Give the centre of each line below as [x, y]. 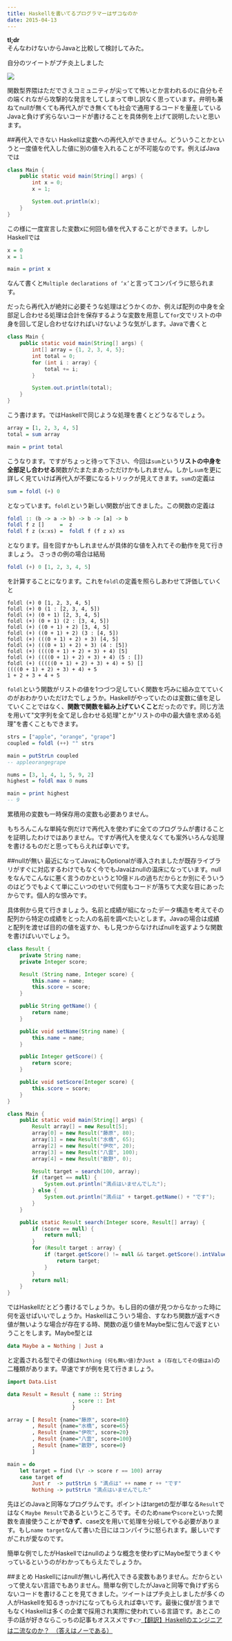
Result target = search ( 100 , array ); [86, 1171]
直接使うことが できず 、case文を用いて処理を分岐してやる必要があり [116, 1521]
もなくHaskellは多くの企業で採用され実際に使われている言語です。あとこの [114, 1611]
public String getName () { [58, 1006]
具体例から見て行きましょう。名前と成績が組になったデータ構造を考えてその [116, 910]
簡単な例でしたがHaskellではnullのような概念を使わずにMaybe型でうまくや [114, 1553]
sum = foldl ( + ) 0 [33, 491]
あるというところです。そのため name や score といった [142, 1513]
